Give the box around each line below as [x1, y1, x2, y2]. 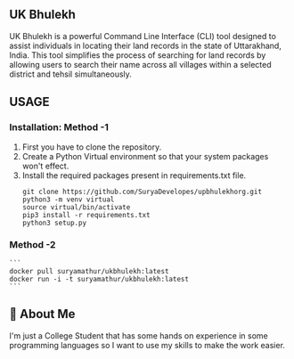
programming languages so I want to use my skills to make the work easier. [9, 339, 285, 350]
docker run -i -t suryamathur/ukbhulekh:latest [9, 274, 190, 283]
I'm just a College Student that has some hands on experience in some [9, 330, 269, 341]
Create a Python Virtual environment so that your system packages [21, 151, 269, 161]
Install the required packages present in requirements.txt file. [21, 169, 247, 181]
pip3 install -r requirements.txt [21, 210, 151, 219]
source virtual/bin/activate [21, 202, 131, 212]
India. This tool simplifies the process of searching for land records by [9, 49, 266, 61]
